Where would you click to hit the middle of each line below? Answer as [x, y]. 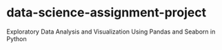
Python [17, 38]
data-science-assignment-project [107, 13]
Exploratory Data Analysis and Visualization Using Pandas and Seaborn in [111, 32]
